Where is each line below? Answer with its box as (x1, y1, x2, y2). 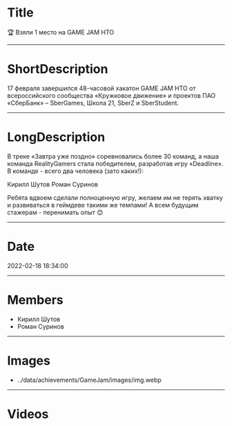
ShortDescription (7, 61, 108, 77)
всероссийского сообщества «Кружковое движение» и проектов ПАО (7, 91, 216, 99)
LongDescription (7, 130, 106, 145)
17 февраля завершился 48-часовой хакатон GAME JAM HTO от (7, 84, 196, 92)
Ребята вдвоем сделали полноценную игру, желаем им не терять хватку (7, 193, 223, 201)
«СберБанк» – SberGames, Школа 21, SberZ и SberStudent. (7, 99, 180, 107)
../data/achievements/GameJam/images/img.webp (17, 376, 162, 384)
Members (7, 292, 64, 307)
